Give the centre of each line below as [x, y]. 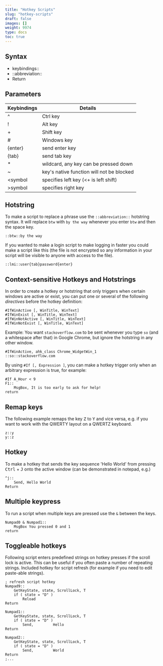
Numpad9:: [15, 586]
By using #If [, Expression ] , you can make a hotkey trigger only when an [81, 365]
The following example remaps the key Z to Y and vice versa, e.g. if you [77, 419]
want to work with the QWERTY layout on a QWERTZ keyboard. [69, 424]
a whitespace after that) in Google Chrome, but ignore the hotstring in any [79, 338]
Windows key [57, 140]
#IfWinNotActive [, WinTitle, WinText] [45, 319]
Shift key [52, 132]
